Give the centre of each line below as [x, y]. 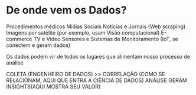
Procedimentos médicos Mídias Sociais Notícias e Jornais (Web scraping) [96, 26]
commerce [19, 39]
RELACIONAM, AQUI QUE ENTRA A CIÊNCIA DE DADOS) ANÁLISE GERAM [97, 80]
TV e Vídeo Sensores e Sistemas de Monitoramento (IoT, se [106, 39]
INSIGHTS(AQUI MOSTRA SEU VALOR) [53, 86]
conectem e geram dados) [38, 45]
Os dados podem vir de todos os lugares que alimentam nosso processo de [98, 56]
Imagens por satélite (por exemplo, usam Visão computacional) [83, 32]
